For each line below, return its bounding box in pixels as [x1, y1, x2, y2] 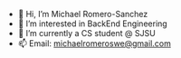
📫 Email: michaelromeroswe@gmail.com [17, 38, 172, 49]
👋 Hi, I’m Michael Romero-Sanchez [17, 9, 148, 19]
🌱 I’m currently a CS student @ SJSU [17, 28, 156, 38]
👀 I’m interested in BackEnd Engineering [17, 18, 167, 29]
